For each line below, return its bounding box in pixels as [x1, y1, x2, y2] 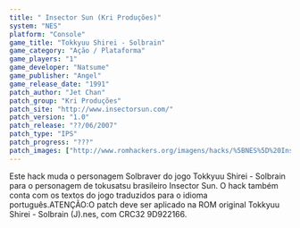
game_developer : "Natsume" [9, 63, 110, 72]
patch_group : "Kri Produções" [9, 96, 122, 106]
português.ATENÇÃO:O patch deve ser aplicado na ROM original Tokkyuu [9, 198, 280, 210]
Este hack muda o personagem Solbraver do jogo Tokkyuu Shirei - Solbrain [9, 171, 286, 182]
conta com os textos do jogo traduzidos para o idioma [9, 190, 208, 200]
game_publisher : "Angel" [9, 72, 102, 80]
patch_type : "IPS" [9, 130, 78, 139]
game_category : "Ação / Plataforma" [9, 46, 146, 55]
